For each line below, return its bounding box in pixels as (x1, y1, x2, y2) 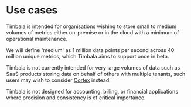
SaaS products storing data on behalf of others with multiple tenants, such (6, 70, 186, 77)
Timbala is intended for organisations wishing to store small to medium (6, 23, 177, 30)
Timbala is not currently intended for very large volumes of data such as (6, 64, 180, 71)
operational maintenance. (6, 35, 68, 42)
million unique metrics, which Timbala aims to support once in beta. (6, 53, 169, 60)
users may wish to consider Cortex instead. (6, 77, 111, 84)
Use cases (6, 4, 58, 17)
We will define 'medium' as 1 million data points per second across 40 (6, 46, 175, 53)
